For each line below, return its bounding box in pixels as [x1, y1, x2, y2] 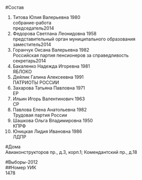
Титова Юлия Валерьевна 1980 [12, 14, 81, 20]
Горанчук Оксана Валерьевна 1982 [12, 47, 89, 53]
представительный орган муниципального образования [12, 36, 135, 42]
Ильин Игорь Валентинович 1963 [12, 96, 85, 102]
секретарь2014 [12, 58, 46, 63]
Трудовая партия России [12, 112, 67, 118]
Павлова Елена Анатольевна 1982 [12, 107, 87, 112]
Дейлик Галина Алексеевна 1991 [12, 74, 84, 80]
